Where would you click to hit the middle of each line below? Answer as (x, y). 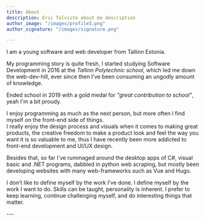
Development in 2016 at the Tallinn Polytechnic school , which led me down (101, 70)
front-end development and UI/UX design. (60, 146)
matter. (15, 202)
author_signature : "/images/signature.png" (63, 29)
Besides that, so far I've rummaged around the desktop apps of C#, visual (100, 158)
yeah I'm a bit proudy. (34, 102)
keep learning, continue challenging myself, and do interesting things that (99, 196)
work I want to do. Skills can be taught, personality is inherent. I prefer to (98, 189)
